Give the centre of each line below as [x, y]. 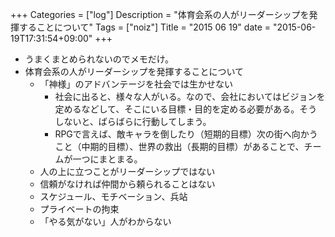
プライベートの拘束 [79, 209]
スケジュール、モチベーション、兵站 [113, 196]
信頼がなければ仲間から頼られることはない [127, 184]
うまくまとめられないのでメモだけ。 [99, 59]
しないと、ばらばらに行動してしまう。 [133, 121]
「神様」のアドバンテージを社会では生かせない [136, 84]
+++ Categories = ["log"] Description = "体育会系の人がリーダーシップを [160, 14]
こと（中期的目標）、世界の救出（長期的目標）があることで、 [179, 146]
